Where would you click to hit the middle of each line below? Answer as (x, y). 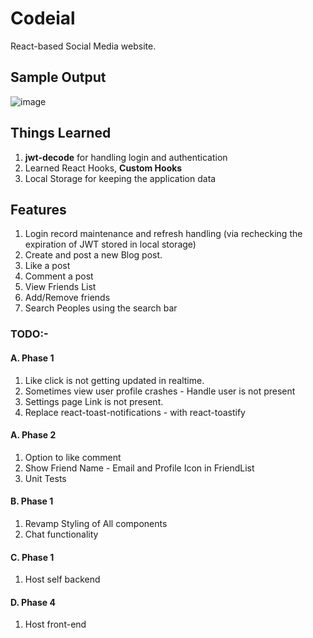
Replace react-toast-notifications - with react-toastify (135, 412)
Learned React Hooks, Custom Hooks (103, 168)
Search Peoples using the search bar (101, 308)
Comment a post (59, 276)
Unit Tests (45, 478)
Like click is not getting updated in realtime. (114, 380)
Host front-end (55, 624)
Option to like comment (73, 457)
